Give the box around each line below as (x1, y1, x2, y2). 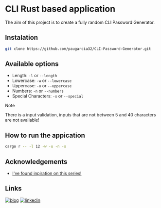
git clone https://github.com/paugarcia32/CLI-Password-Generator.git (5, 46, 151, 51)
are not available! (5, 117, 40, 123)
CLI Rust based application (5, 3, 116, 15)
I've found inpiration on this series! (12, 170, 82, 176)
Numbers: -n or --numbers (12, 88, 64, 94)
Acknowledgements (5, 158, 68, 166)
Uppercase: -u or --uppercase (12, 83, 72, 89)
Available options (5, 60, 59, 68)
